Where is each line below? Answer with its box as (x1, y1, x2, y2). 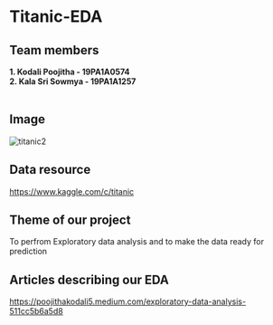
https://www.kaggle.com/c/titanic (9, 186, 135, 196)
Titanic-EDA (9, 6, 103, 27)
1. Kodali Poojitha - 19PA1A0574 (9, 66, 130, 77)
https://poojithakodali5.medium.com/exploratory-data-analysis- (9, 296, 247, 307)
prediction (9, 246, 48, 257)
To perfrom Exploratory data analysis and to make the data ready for (9, 236, 265, 247)
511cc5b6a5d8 (9, 306, 63, 317)
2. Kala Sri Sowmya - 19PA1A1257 (9, 76, 136, 87)
